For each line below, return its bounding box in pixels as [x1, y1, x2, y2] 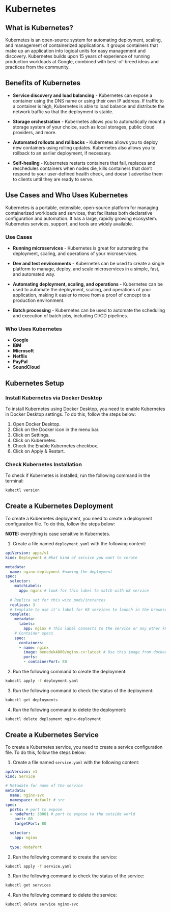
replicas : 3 [10, 602, 36, 607]
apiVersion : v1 [5, 769, 38, 774]
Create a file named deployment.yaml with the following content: [12, 540, 147, 546]
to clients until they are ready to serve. [12, 176, 94, 182]
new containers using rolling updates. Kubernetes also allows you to [12, 144, 156, 150]
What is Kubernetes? [5, 23, 74, 32]
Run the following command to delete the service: [12, 892, 117, 898]
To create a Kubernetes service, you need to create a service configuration [5, 744, 163, 750]
